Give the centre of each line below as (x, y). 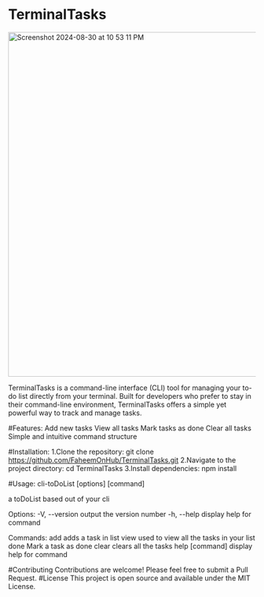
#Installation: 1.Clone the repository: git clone (81, 451)
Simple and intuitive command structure (73, 436)
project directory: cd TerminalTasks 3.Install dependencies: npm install (123, 468)
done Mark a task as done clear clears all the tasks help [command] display (130, 546)
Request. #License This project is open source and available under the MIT (129, 578)
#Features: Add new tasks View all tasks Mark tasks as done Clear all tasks (130, 428)
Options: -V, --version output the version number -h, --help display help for (130, 514)
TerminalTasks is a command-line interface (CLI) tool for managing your (125, 388)
